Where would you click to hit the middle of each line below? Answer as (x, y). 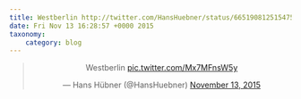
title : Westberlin (43, 17)
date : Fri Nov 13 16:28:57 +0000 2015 (82, 26)
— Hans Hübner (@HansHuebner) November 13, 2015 (162, 85)
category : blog (54, 42)
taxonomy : (28, 34)
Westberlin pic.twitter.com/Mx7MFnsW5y (162, 68)
